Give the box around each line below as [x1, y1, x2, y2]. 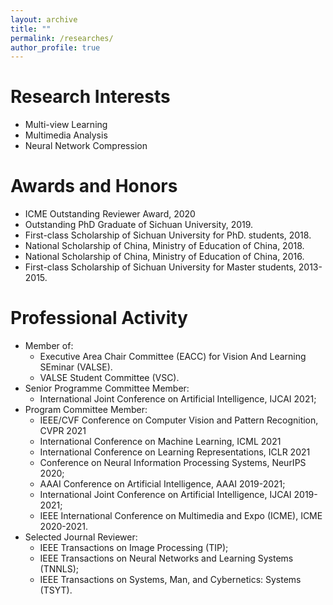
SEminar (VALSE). [39, 361, 113, 373]
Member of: [24, 340, 74, 352]
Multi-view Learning [24, 119, 108, 131]
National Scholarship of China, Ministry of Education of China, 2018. [24, 240, 305, 252]
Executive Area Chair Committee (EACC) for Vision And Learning [39, 351, 307, 363]
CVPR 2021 [39, 425, 87, 437]
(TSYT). [39, 584, 73, 596]
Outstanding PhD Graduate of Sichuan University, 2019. [24, 219, 254, 231]
